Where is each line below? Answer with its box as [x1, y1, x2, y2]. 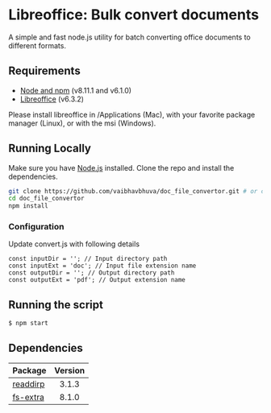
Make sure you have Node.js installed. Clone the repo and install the [8, 163, 235, 172]
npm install [8, 202, 48, 210]
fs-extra [12, 392, 44, 403]
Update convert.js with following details [8, 239, 140, 249]
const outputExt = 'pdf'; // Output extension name [8, 276, 186, 284]
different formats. [8, 40, 67, 50]
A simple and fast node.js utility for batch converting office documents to [8, 32, 252, 42]
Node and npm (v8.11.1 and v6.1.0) [19, 85, 131, 95]
